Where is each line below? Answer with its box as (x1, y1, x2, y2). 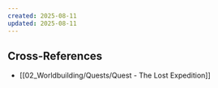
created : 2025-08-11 (7, 11, 78, 20)
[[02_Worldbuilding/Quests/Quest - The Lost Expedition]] (19, 70, 212, 81)
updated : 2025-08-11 (7, 19, 78, 27)
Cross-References (7, 49, 103, 63)
